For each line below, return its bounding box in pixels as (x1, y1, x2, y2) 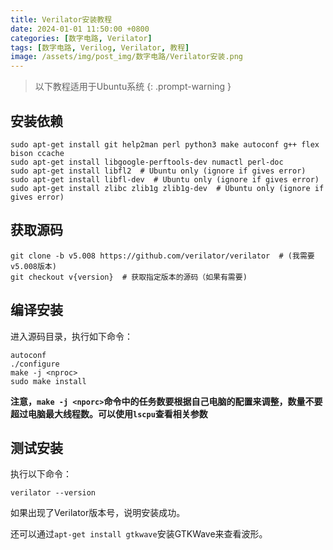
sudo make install (10, 376, 87, 386)
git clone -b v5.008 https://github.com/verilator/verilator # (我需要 (10, 251, 315, 261)
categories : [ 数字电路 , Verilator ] (10, 33, 153, 43)
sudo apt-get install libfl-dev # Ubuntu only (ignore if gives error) (10, 174, 320, 185)
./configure (10, 359, 60, 369)
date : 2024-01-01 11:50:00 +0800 (10, 24, 150, 34)
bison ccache (10, 148, 65, 158)
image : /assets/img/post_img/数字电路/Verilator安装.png (10, 52, 244, 62)
